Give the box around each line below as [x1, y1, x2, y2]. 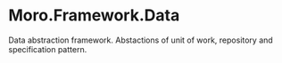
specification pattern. [8, 43, 87, 54]
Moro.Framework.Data [8, 5, 180, 26]
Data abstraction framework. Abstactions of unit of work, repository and [8, 35, 273, 45]
